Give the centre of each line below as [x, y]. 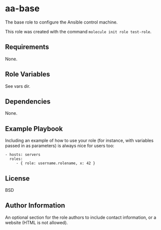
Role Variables [27, 74]
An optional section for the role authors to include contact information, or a [81, 217]
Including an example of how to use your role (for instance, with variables [79, 141]
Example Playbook [34, 129]
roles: [16, 159]
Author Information [35, 206]
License [17, 178]
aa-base [23, 9]
